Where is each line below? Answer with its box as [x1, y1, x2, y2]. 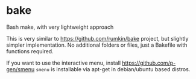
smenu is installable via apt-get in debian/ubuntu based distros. [36, 65, 191, 72]
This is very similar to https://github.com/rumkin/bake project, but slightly [6, 35, 189, 42]
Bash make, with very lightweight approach [6, 23, 114, 31]
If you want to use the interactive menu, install [6, 59, 121, 66]
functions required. [6, 47, 54, 54]
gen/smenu [6, 65, 35, 72]
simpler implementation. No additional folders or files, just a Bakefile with [6, 41, 188, 48]
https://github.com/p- [121, 59, 176, 66]
